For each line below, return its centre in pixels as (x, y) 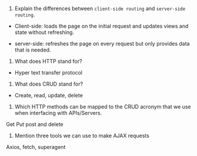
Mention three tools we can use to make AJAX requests (82, 135)
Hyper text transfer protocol (48, 72)
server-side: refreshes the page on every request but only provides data (102, 44)
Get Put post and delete (35, 124)
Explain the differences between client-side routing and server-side (100, 9)
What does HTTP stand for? (48, 61)
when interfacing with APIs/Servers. (58, 113)
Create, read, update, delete (49, 95)
